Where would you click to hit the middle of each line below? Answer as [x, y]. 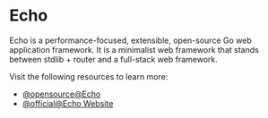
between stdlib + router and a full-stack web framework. [113, 59]
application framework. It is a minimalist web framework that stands [134, 49]
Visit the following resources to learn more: [89, 76]
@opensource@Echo [61, 94]
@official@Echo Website [68, 103]
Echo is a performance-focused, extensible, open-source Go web [131, 40]
